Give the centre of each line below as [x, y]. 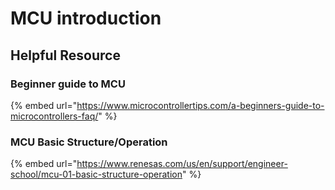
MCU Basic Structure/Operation [89, 142]
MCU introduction [86, 18]
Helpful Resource [65, 55]
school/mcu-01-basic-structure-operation [96, 174]
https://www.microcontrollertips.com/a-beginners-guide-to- [200, 105]
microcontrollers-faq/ [54, 116]
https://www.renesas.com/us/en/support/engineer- [182, 164]
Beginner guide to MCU [68, 84]
